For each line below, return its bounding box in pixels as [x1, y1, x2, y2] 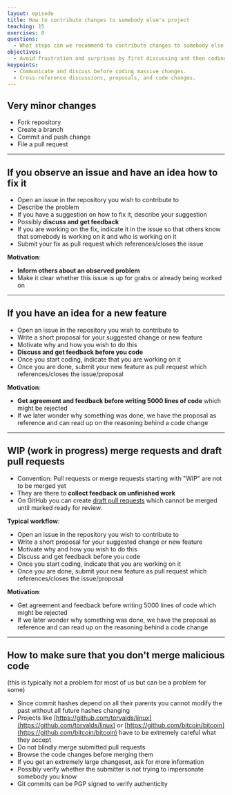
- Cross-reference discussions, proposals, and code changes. [13, 74, 196, 81]
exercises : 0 [7, 29, 45, 37]
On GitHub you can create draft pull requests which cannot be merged [17, 496, 217, 504]
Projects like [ [17, 714, 57, 722]
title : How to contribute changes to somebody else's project [7, 17, 190, 23]
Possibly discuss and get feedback [17, 218, 119, 226]
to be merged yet [17, 481, 67, 490]
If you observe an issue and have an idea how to [7, 166, 218, 178]
